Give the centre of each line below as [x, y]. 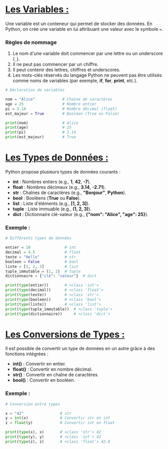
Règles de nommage [31, 42]
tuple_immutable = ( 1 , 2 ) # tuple [43, 271]
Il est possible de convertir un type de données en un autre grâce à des [80, 349]
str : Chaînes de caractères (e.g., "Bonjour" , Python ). [69, 193]
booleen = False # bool [42, 262]
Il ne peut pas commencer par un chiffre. [55, 65]
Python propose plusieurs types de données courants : [63, 172]
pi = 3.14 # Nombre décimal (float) [61, 109]
